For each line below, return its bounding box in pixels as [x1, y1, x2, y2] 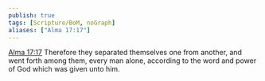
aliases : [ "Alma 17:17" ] [8, 26, 91, 34]
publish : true [8, 11, 56, 20]
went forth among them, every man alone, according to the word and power [8, 56, 257, 65]
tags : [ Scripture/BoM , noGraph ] [8, 19, 115, 27]
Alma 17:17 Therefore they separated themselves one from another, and [8, 48, 243, 57]
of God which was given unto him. [8, 64, 121, 74]
